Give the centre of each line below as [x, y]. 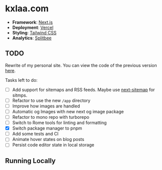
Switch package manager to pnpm [47, 128]
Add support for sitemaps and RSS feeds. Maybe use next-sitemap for [83, 90]
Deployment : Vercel [33, 27]
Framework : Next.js [32, 22]
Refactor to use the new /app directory [51, 100]
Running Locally [30, 161]
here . [10, 70]
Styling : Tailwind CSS [34, 33]
